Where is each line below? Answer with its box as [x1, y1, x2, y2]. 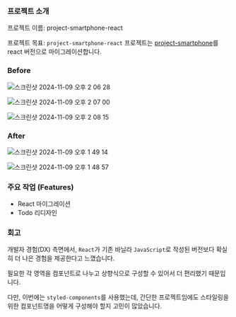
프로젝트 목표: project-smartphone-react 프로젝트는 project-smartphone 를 [7, 39, 219, 47]
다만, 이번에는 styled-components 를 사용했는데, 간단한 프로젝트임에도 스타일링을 [7, 293, 230, 301]
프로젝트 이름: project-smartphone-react [7, 23, 123, 33]
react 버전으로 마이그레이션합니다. [7, 47, 102, 56]
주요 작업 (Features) [7, 182, 74, 192]
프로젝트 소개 [7, 6, 49, 16]
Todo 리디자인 [17, 209, 58, 217]
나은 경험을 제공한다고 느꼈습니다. [22, 254, 115, 263]
